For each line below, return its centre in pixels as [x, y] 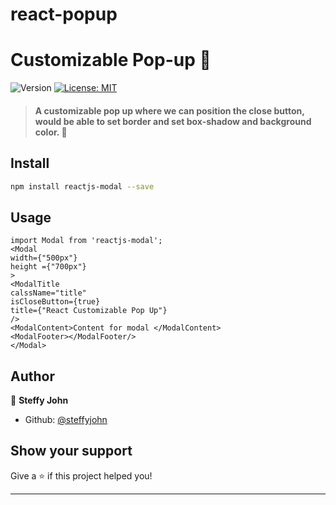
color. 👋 [51, 132]
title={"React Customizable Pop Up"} [89, 311]
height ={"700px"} [48, 267]
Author [32, 376]
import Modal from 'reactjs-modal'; [86, 241]
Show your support [71, 451]
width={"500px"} [44, 258]
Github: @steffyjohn [66, 420]
